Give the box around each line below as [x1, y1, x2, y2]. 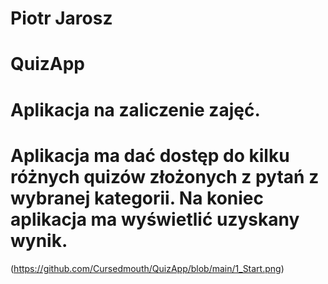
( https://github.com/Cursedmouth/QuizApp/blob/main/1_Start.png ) [10, 262, 285, 274]
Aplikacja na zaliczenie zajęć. [10, 98, 261, 121]
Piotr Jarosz [10, 7, 113, 30]
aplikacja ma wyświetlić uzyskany [10, 208, 300, 231]
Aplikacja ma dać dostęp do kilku [10, 144, 290, 167]
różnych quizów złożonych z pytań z [10, 165, 320, 188]
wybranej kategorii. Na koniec [10, 187, 265, 209]
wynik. [10, 229, 68, 252]
